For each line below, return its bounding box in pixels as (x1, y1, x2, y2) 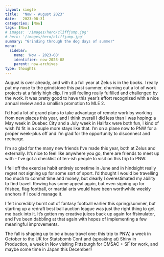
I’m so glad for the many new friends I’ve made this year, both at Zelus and (5, 145, 156, 151)
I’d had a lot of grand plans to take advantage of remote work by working (5, 110, 152, 115)
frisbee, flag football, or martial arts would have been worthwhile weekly (5, 186, 151, 192)
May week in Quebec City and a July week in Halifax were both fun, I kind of (5, 120, 159, 126)
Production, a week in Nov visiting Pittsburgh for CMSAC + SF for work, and (5, 241, 158, 247)
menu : (5, 43, 16, 48)
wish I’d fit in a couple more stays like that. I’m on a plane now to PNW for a (5, 126, 157, 131)
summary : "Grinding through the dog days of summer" (5, 39, 115, 44)
